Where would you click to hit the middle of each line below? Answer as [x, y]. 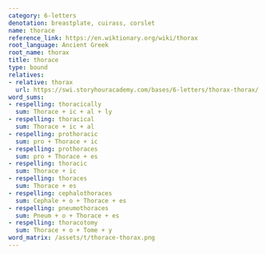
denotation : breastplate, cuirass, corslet [82, 23]
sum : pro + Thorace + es [57, 156]
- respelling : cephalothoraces [60, 193]
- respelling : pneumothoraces [59, 208]
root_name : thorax [39, 53]
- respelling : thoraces [48, 179]
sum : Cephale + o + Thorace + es [71, 201]
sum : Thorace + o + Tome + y [64, 231]
